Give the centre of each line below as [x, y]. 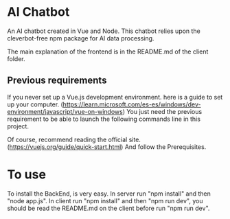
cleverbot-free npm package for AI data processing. [81, 38]
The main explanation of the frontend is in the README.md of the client [108, 51]
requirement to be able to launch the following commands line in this [104, 119]
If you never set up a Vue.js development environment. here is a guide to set [115, 97]
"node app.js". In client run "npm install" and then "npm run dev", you [105, 200]
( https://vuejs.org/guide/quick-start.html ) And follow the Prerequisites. [107, 147]
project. [18, 126]
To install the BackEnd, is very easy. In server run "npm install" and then [109, 194]
